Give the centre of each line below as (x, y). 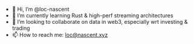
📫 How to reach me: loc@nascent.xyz (60, 35)
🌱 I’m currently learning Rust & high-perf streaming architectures (92, 15)
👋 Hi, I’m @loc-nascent (40, 9)
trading (21, 28)
